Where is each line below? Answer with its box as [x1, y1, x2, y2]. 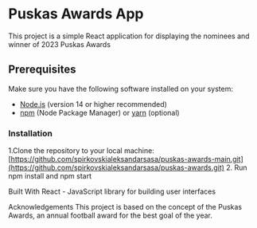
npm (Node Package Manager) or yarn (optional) [19, 108, 181, 117]
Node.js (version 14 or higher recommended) [19, 99, 167, 108]
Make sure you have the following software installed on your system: [8, 84, 233, 93]
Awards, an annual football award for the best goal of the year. [8, 210, 213, 220]
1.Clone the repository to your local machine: [8, 146, 155, 155]
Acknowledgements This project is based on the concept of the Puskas [8, 202, 243, 212]
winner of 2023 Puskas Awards [8, 39, 111, 49]
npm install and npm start [8, 171, 92, 181]
